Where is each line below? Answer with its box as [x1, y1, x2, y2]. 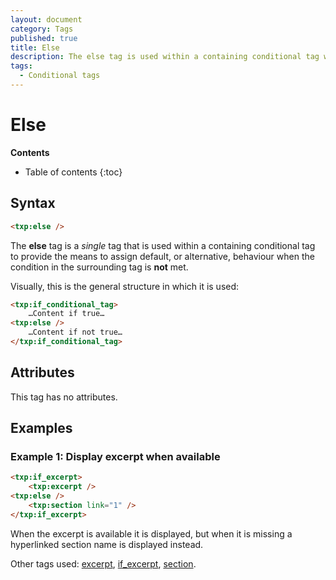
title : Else [10, 42, 60, 53]
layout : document [10, 14, 83, 25]
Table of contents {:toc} [24, 166, 123, 178]
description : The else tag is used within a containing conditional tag [10, 52, 320, 62]
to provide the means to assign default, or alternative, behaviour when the [10, 250, 315, 262]
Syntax [10, 195, 56, 212]
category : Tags [10, 24, 74, 34]
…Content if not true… [28, 327, 123, 338]
